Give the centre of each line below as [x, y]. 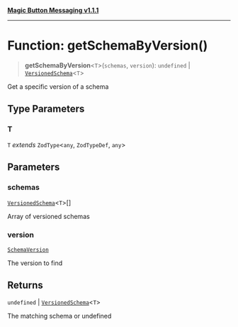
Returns [25, 285]
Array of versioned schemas [49, 217]
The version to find [35, 263]
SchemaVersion [28, 250]
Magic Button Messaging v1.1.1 [53, 10]
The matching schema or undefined [59, 316]
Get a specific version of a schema [58, 86]
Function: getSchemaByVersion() [108, 46]
